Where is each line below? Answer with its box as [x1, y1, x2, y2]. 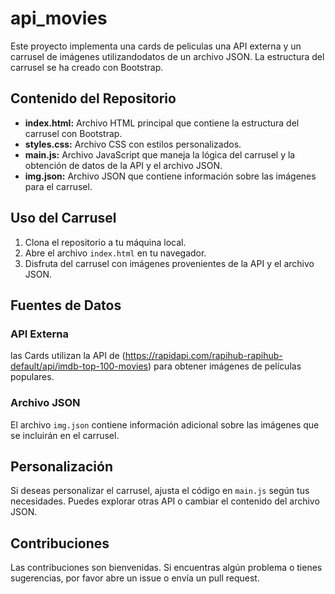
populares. [10, 371, 55, 383]
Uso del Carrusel [10, 210, 117, 227]
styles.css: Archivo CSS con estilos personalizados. [24, 138, 242, 150]
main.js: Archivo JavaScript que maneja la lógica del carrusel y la [24, 148, 296, 161]
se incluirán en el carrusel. [10, 429, 120, 441]
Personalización [10, 458, 114, 475]
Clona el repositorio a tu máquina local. [24, 236, 187, 248]
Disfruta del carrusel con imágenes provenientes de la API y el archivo [24, 257, 315, 269]
